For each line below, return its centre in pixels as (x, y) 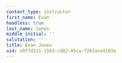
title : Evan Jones (29, 46)
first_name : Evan (28, 17)
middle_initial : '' (30, 34)
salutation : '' (25, 40)
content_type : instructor (38, 12)
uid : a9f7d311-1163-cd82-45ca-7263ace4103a (61, 51)
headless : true (25, 23)
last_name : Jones (28, 28)
